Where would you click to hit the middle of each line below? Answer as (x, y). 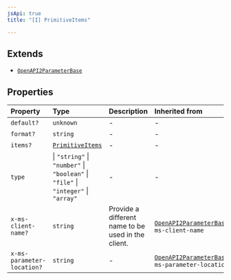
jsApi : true (24, 13)
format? (23, 134)
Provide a (124, 209)
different (122, 217)
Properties (30, 92)
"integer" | (71, 191)
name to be (127, 226)
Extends (25, 53)
